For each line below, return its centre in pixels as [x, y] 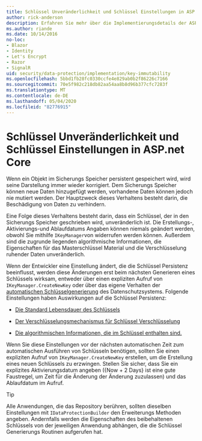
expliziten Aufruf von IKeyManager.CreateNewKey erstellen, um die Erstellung [99, 357]
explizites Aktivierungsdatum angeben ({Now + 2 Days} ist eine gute [91, 370]
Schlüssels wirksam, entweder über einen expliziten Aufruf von [84, 279]
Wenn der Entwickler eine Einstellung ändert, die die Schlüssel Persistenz [97, 266]
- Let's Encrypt [26, 57]
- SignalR [19, 68]
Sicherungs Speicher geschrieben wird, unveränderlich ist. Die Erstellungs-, [100, 223]
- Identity [20, 51]
